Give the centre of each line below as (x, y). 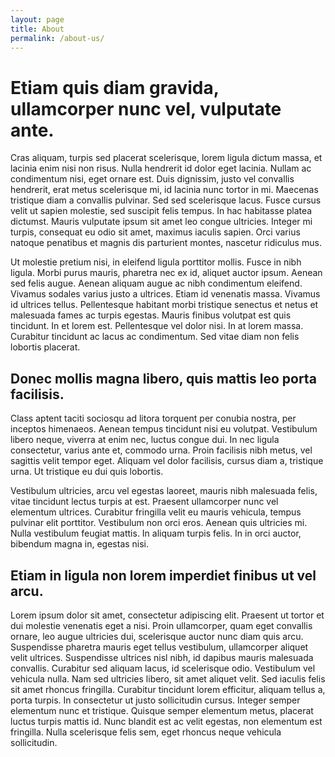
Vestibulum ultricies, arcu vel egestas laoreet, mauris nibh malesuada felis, (164, 491)
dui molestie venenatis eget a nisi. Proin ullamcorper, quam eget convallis (161, 625)
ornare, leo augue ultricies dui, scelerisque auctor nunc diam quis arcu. (157, 636)
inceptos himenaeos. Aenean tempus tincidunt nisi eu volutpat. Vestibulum (164, 429)
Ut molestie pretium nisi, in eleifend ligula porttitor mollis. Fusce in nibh (156, 262)
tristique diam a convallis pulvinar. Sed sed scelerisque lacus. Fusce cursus (166, 200)
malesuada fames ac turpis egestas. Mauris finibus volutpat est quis (151, 315)
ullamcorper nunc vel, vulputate (146, 108)
